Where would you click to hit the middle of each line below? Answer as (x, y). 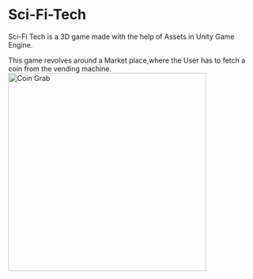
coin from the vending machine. (60, 68)
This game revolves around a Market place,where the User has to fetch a (127, 60)
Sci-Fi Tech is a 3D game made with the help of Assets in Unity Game (121, 36)
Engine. (21, 44)
